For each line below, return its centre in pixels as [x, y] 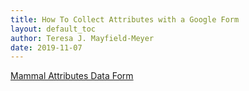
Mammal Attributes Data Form [72, 76]
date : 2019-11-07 [46, 47]
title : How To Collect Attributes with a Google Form [125, 19]
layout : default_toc [53, 29]
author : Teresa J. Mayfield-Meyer [82, 38]
